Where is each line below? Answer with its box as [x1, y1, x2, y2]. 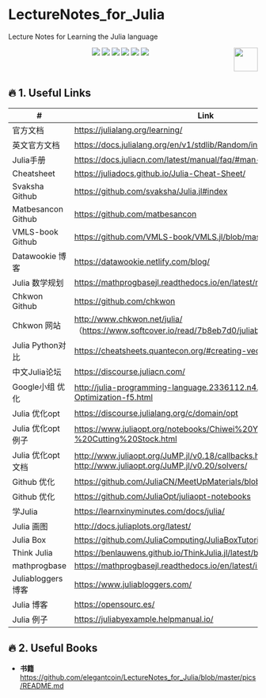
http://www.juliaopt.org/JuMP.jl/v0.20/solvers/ [74, 460, 248, 471]
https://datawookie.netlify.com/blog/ [74, 256, 211, 267]
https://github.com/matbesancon [74, 208, 197, 219]
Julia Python [12, 339, 59, 350]
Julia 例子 [12, 614, 48, 625]
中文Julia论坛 [12, 366, 62, 377]
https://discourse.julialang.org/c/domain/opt [74, 407, 239, 418]
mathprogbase [12, 560, 67, 571]
